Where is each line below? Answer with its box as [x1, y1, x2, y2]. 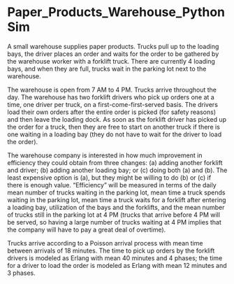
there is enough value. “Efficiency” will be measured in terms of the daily [7, 180, 217, 189]
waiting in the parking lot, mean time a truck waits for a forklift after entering [7, 195, 226, 204]
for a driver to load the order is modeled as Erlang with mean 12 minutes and [7, 261, 227, 269]
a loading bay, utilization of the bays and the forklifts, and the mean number [7, 203, 225, 211]
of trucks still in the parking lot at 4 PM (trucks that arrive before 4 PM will [7, 211, 220, 219]
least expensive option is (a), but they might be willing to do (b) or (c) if [7, 173, 212, 182]
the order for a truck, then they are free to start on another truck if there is [7, 122, 220, 131]
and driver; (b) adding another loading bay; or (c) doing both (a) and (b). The [7, 166, 228, 174]
